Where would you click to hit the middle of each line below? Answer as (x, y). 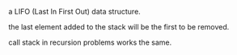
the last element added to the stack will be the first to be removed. (119, 27)
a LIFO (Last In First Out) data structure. (75, 12)
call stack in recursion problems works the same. (90, 42)
